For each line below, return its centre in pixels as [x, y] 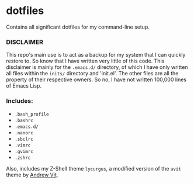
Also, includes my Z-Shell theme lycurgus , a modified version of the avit [93, 168]
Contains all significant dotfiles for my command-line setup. [78, 27]
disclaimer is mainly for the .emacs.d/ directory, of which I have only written [97, 67]
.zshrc [22, 158]
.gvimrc [24, 151]
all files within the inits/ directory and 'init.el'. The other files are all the [92, 74]
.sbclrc [24, 139]
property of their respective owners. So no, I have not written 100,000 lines [96, 79]
